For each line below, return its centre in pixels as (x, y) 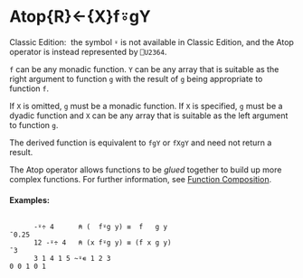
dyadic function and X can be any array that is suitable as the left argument (149, 116)
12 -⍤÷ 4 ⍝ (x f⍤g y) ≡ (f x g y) (102, 243)
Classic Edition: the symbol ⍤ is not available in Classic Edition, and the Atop (151, 42)
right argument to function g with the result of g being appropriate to (136, 79)
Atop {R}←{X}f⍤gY (80, 17)
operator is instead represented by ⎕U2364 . (88, 51)
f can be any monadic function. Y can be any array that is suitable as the (144, 69)
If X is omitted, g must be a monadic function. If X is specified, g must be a (146, 106)
